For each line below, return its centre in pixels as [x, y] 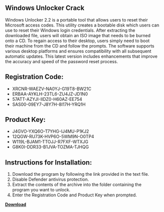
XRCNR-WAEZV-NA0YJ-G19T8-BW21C [52, 89]
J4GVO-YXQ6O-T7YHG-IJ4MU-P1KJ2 [50, 131]
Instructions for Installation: [48, 162]
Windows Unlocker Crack [45, 8]
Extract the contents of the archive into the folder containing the [77, 185]
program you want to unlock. [41, 190]
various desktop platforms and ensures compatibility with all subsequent [78, 51]
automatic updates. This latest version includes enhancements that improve [81, 56]
